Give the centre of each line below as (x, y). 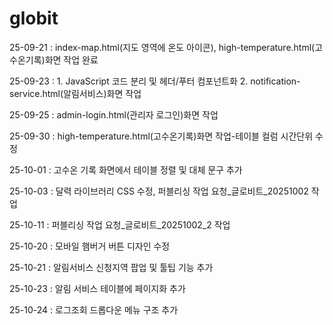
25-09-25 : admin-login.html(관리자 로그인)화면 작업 (114, 114)
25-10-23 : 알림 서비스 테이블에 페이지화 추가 (97, 288)
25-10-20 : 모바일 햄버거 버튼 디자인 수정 (90, 246)
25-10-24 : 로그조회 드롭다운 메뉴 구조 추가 (94, 309)
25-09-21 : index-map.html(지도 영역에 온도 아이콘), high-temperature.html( (162, 47)
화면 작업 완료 (71, 59)
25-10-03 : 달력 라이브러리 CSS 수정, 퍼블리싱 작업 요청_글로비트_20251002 (159, 191)
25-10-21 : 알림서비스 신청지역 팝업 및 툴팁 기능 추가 (111, 267)
